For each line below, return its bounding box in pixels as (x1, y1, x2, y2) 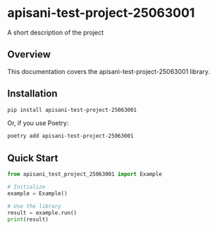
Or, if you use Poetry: (7, 119, 69, 127)
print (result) (7, 216, 49, 223)
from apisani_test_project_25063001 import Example (7, 171, 162, 178)
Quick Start (7, 152, 58, 164)
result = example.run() (7, 209, 77, 216)
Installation (7, 88, 58, 100)
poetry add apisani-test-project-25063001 (7, 132, 134, 140)
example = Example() (7, 190, 68, 197)
